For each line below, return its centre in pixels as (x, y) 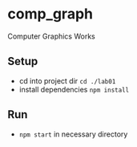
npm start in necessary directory (73, 134)
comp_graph (50, 14)
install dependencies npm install (74, 89)
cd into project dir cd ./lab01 (67, 80)
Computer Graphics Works (51, 36)
